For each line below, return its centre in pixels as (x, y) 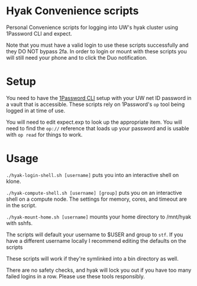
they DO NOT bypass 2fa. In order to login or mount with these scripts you (97, 51)
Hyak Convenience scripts (72, 11)
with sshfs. (19, 223)
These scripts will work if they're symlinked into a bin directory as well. (92, 258)
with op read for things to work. (44, 134)
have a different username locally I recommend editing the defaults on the (96, 240)
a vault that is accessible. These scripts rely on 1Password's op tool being (96, 104)
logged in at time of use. (36, 110)
